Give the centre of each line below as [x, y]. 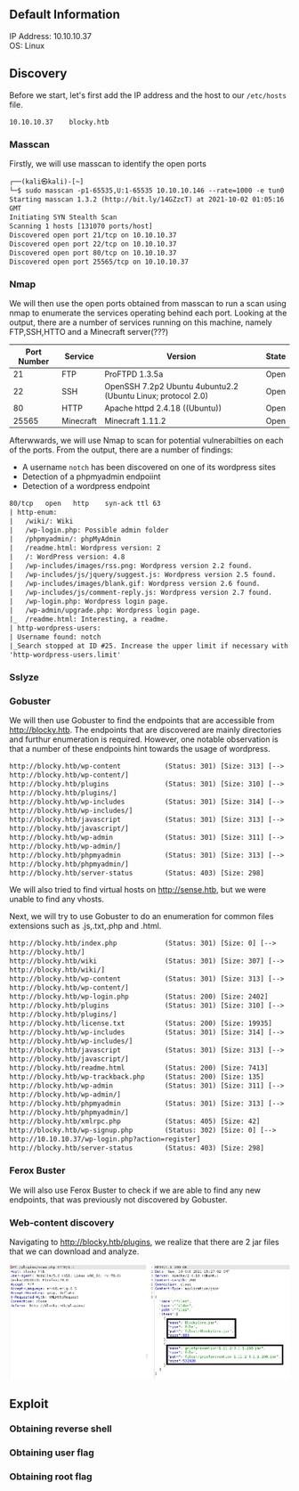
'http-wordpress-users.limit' [65, 655]
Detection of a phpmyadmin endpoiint [91, 477]
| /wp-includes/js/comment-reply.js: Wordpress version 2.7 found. [141, 593]
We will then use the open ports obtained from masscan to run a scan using [148, 304]
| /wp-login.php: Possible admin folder [89, 530]
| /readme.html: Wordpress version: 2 [85, 548]
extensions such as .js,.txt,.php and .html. [85, 926]
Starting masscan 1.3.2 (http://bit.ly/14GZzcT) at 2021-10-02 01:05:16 [147, 200]
